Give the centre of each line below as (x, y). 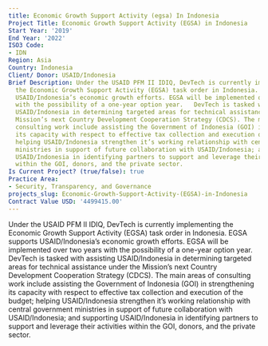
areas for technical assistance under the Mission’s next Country (113, 266)
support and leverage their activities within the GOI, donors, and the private (132, 326)
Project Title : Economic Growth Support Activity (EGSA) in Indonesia (128, 23)
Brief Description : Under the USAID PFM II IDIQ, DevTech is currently (130, 82)
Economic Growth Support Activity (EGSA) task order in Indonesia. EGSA (128, 233)
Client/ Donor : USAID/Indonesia (62, 75)
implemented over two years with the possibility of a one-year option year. (130, 249)
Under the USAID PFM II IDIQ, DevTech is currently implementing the (121, 224)
